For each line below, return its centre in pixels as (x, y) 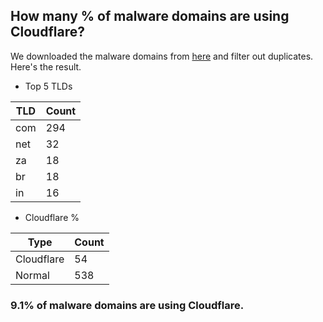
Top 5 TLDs (48, 86)
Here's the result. (46, 66)
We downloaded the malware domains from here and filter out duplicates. (162, 56)
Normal (32, 275)
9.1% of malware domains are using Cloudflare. (127, 305)
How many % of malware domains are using (150, 16)
